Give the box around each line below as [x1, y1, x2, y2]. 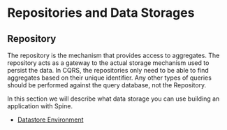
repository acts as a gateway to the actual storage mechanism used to [7, 59, 210, 67]
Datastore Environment [17, 115, 84, 124]
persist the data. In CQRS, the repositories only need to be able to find [7, 66, 210, 74]
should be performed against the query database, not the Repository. [7, 81, 207, 89]
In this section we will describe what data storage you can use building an [7, 94, 220, 103]
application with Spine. [7, 102, 73, 110]
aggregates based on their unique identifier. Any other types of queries [7, 73, 212, 82]
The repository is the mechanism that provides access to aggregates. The [7, 51, 220, 59]
